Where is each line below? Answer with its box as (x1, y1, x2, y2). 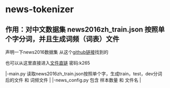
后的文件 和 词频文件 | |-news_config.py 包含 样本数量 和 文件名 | (5, 77, 141, 83)
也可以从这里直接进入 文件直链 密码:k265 (5, 60, 90, 66)
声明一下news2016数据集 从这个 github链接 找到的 (5, 49, 109, 55)
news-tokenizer (5, 4, 74, 15)
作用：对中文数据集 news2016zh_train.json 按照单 (5, 25, 165, 34)
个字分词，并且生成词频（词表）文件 (5, 35, 119, 43)
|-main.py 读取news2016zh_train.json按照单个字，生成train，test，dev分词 (5, 71, 162, 77)
